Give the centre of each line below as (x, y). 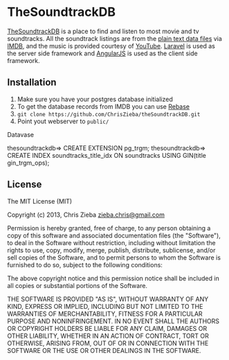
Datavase (21, 134)
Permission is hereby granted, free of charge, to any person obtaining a (109, 228)
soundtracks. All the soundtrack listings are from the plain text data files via (115, 38)
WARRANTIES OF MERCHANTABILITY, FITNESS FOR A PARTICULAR (105, 314)
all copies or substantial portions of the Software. (77, 285)
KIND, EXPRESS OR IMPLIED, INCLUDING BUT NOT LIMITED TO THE (105, 306)
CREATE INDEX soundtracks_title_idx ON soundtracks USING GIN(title (107, 155)
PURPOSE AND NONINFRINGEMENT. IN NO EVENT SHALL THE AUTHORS (113, 321)
